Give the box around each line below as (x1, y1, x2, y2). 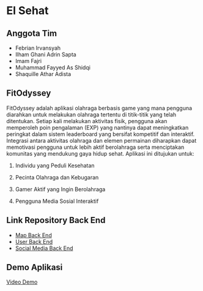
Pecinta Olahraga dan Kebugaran (15, 173, 99, 181)
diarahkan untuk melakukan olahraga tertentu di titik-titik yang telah (6, 111, 177, 118)
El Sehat (6, 4, 49, 18)
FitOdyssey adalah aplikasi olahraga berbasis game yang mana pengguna (6, 104, 193, 111)
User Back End (15, 238, 53, 245)
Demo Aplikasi (6, 262, 63, 273)
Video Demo (6, 278, 38, 285)
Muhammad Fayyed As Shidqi (15, 64, 90, 71)
